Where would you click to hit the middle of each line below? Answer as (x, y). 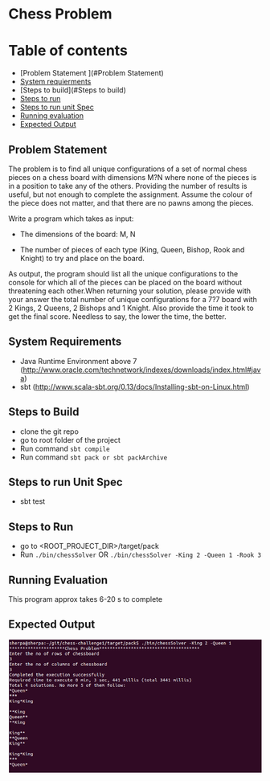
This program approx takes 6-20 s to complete (86, 599)
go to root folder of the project (70, 440)
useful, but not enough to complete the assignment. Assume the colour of (131, 194)
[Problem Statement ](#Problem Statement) (92, 73)
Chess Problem (60, 14)
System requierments (55, 82)
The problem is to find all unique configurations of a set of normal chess (128, 169)
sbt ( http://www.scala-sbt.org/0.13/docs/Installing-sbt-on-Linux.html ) (135, 386)
